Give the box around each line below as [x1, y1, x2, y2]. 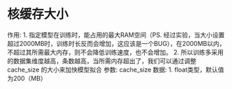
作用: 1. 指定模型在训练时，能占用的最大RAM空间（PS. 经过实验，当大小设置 [7, 31, 225, 39]
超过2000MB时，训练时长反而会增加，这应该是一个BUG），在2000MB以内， [7, 39, 226, 47]
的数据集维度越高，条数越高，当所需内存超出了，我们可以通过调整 [7, 56, 196, 65]
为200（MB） [7, 74, 47, 82]
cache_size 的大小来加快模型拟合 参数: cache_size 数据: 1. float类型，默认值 [7, 65, 224, 74]
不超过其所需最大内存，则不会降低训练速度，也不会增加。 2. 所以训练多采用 [7, 48, 224, 56]
